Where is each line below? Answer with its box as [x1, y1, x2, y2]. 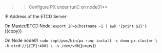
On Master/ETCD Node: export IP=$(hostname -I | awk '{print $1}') [4, 23, 147, 29]
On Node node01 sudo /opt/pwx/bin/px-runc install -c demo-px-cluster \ [4, 37, 158, 43]
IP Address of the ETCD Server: [4, 14, 68, 19]
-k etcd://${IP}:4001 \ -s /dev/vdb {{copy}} [4, 43, 96, 48]
